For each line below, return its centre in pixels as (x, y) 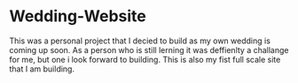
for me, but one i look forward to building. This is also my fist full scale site (145, 59)
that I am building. (42, 69)
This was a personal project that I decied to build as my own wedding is (140, 41)
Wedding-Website (78, 16)
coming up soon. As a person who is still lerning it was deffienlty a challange (149, 49)
